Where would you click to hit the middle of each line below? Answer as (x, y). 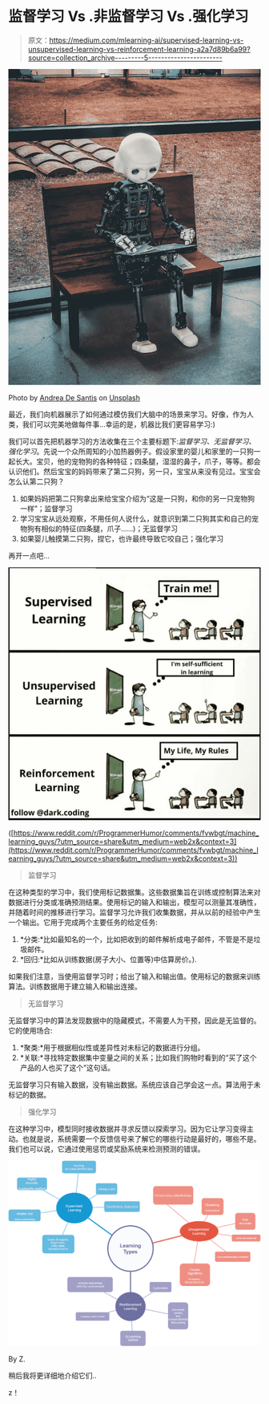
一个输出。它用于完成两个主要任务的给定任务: (83, 923)
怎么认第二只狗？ (36, 481)
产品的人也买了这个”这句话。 (67, 1068)
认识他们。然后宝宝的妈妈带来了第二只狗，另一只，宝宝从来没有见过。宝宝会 (134, 472)
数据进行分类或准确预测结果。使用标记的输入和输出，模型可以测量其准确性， (134, 903)
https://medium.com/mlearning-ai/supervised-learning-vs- (147, 40)
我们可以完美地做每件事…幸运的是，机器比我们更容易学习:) (119, 424)
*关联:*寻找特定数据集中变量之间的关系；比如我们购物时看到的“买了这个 (139, 1058)
